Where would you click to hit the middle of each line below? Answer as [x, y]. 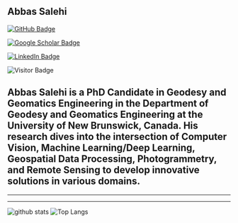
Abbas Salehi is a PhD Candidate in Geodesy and [117, 93]
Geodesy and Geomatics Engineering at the [105, 115]
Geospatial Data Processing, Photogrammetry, [112, 159]
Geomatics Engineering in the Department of [108, 103]
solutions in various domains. [74, 181]
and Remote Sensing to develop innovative [103, 170]
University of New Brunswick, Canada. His [103, 126]
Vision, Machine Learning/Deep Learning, [101, 148]
